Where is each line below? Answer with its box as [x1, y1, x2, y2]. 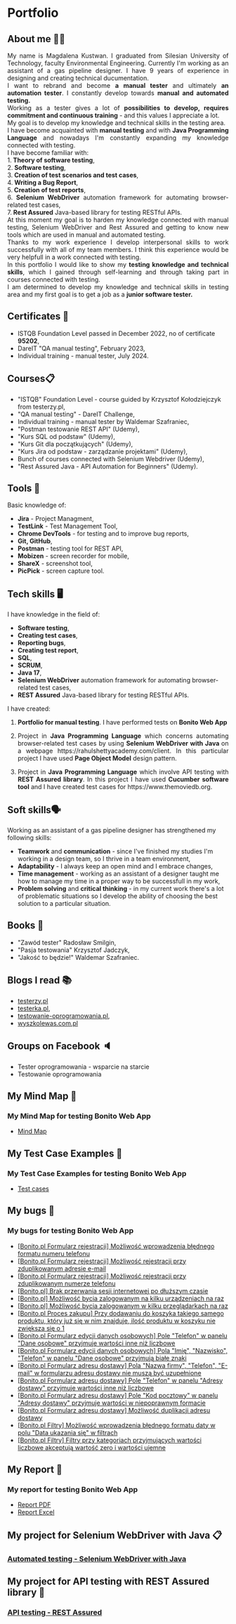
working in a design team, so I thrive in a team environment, [17, 854, 191, 863]
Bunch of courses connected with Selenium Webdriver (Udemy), [17, 454, 205, 463]
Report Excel [17, 1508, 55, 1517]
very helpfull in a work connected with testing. [7, 253, 142, 261]
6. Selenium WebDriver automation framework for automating [7, 193, 199, 202]
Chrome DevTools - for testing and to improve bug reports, [17, 529, 190, 538]
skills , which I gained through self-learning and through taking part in [7, 268, 229, 276]
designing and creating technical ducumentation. [7, 74, 150, 82]
